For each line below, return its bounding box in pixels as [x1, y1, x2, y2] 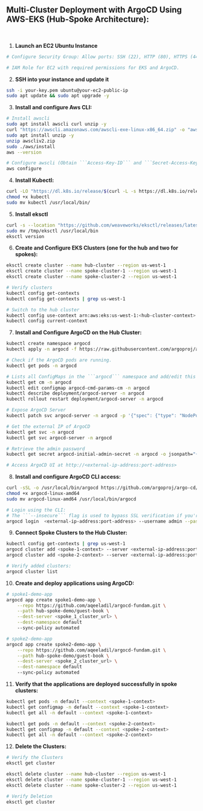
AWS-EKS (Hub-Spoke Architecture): [6, 15, 149, 25]
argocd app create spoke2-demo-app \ [6, 641, 101, 647]
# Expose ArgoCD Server [6, 407, 66, 413]
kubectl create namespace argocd [6, 341, 91, 347]
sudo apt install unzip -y [6, 132, 74, 138]
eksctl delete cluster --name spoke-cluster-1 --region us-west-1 [6, 777, 177, 783]
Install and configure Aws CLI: [14, 104, 92, 111]
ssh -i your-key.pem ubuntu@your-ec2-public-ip [6, 87, 129, 93]
